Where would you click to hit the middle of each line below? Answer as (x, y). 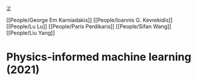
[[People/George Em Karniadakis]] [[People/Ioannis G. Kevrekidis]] (89, 20)
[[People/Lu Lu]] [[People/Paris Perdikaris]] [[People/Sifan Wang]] (89, 26)
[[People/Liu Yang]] (31, 33)
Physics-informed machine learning (99, 57)
